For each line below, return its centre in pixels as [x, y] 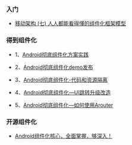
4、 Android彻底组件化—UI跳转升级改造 [63, 92]
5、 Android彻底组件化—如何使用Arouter [64, 105]
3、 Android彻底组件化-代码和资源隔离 [61, 80]
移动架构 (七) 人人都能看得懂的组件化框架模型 [70, 23]
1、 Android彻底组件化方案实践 [52, 54]
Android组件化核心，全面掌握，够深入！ [64, 135]
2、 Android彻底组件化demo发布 [54, 67]
